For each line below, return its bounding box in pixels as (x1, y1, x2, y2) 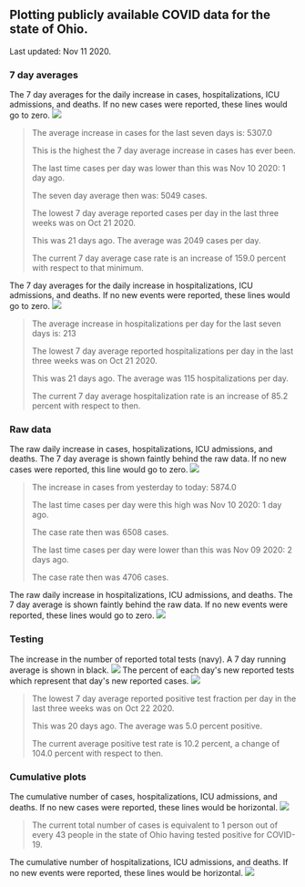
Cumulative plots (9, 770, 86, 783)
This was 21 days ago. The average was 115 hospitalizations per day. (31, 373, 290, 384)
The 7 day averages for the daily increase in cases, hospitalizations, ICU (9, 89, 280, 100)
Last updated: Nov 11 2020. (9, 46, 112, 57)
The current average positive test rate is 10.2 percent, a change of (31, 737, 280, 748)
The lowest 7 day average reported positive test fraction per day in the (31, 693, 297, 704)
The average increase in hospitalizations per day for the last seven (31, 318, 282, 329)
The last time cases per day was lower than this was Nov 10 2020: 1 (31, 163, 286, 174)
